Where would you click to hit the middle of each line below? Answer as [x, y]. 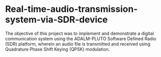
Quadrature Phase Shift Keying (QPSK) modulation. [58, 49]
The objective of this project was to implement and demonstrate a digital [80, 33]
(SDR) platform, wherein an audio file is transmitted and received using [78, 44]
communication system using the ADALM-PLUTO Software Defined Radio [81, 39]
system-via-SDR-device [57, 20]
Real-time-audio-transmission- [72, 9]
